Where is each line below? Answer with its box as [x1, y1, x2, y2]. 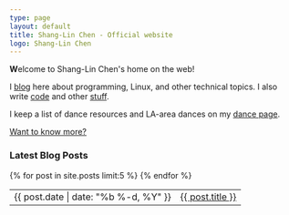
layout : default [9, 22, 71, 31]
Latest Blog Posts [9, 149, 88, 162]
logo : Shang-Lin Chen [9, 38, 92, 48]
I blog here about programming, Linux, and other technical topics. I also [9, 81, 278, 92]
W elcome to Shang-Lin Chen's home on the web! [9, 64, 195, 75]
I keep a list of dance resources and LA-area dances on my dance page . [9, 108, 281, 119]
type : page [9, 13, 51, 23]
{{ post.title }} [180, 190, 237, 203]
